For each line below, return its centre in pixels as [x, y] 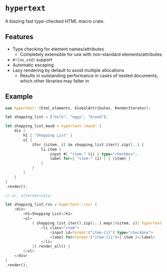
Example [19, 97]
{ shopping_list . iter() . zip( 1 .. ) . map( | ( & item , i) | [86, 223]
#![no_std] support [32, 59]
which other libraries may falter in [54, 80]
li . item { [51, 149]
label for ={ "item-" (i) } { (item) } [90, 158]
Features [19, 37]
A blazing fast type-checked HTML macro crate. [55, 21]
